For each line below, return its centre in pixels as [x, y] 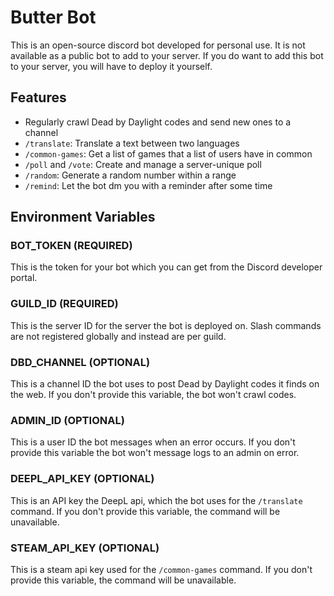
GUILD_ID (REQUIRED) [64, 304]
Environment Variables [83, 217]
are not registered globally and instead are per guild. [118, 336]
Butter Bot [53, 17]
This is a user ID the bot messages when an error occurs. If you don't [153, 442]
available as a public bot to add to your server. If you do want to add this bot [167, 55]
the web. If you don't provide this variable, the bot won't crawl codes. [153, 395]
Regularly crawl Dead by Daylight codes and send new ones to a [158, 122]
